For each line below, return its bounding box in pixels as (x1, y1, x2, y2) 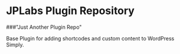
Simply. (6, 41, 24, 48)
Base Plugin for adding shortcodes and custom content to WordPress (6, 35, 175, 42)
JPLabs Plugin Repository (6, 4, 135, 18)
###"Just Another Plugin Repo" (6, 23, 82, 31)
